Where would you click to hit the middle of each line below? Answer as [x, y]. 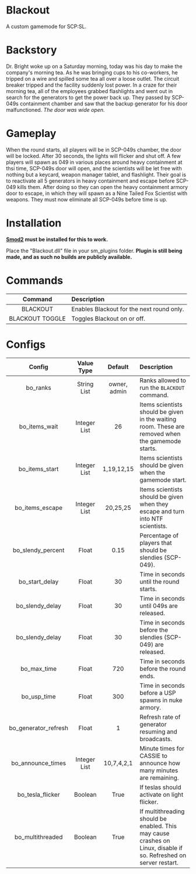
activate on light [162, 794]
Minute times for [162, 748]
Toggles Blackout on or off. [108, 318]
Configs [26, 345]
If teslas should [160, 787]
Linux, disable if [161, 848]
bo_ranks [38, 388]
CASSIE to [154, 756]
